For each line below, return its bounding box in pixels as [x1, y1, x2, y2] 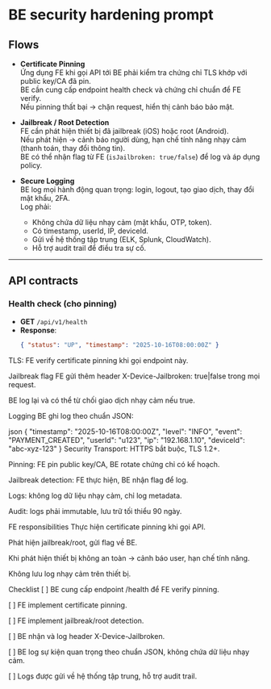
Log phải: [19, 202, 52, 211]
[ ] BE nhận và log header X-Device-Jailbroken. [8, 631, 165, 641]
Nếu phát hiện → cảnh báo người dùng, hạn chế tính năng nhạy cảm [19, 135, 247, 144]
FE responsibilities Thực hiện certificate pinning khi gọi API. [8, 522, 206, 532]
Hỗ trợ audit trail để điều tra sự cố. [31, 244, 147, 253]
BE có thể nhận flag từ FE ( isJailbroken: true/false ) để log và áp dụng [19, 152, 261, 161]
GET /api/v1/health [19, 316, 88, 326]
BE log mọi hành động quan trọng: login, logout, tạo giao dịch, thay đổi [19, 185, 255, 194]
